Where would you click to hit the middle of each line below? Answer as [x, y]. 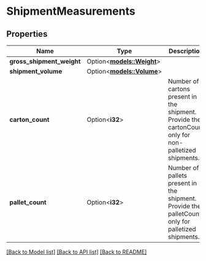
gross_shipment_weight [45, 61]
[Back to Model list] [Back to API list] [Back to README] [77, 252]
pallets [177, 176]
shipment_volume [36, 71]
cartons [179, 89]
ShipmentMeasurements [71, 11]
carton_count [29, 119]
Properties [27, 34]
